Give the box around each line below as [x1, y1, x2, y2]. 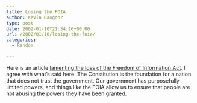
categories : [6, 37, 36, 43]
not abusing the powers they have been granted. [6, 90, 127, 97]
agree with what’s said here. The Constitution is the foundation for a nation [6, 70, 192, 78]
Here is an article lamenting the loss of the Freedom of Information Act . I [6, 64, 186, 71]
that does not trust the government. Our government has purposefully [6, 76, 180, 84]
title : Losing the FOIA [6, 8, 66, 15]
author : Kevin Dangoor [6, 14, 63, 20]
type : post [6, 20, 34, 26]
